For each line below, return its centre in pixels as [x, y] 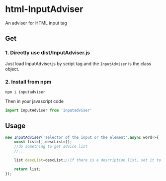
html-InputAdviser [44, 9]
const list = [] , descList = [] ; [43, 142]
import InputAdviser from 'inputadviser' [49, 110]
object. [12, 69]
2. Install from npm [28, 82]
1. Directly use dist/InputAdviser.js [48, 53]
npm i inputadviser [25, 92]
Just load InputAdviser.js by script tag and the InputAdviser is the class [78, 64]
